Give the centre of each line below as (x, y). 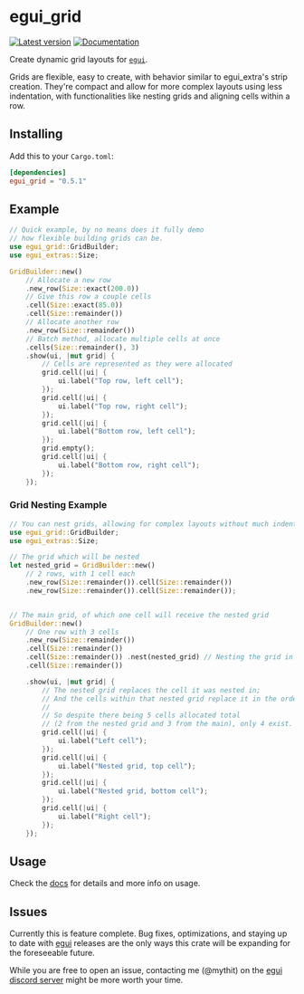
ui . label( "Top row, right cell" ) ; (123, 406)
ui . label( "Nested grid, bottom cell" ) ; (133, 791)
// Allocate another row (72, 322)
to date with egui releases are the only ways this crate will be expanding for (150, 943)
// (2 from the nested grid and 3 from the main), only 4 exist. (168, 724)
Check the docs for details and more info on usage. (105, 884)
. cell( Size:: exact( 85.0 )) (75, 305)
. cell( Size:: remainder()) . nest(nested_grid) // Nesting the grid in (160, 657)
